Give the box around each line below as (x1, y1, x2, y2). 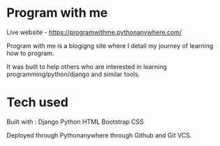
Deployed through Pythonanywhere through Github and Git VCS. (6, 131, 192, 139)
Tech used (6, 94, 69, 110)
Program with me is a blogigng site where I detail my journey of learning (6, 41, 214, 50)
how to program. (6, 49, 54, 57)
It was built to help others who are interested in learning (6, 62, 167, 71)
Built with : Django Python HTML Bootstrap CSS (6, 117, 144, 126)
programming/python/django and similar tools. (6, 70, 140, 78)
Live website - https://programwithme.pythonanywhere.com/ (6, 28, 182, 36)
